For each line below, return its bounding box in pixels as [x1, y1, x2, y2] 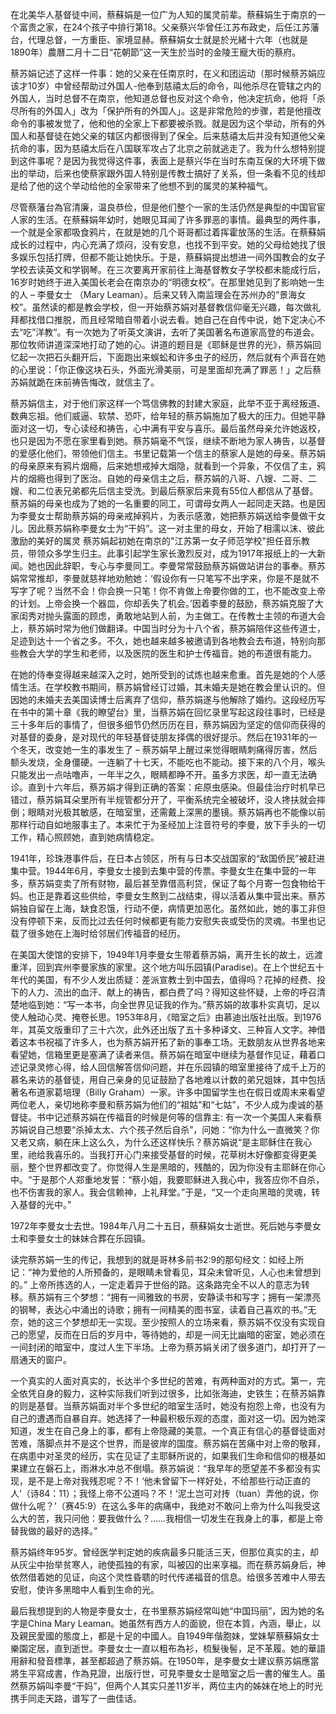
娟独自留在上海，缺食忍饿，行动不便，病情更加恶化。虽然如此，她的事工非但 [10, 903, 326, 914]
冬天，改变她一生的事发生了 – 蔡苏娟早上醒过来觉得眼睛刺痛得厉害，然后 [18, 744, 318, 755]
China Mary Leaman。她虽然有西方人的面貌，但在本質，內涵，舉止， [27, 1618, 313, 1629]
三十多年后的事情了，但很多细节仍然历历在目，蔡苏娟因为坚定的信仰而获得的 [10, 719, 326, 730]
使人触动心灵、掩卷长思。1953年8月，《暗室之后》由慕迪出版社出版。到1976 [10, 1011, 322, 1023]
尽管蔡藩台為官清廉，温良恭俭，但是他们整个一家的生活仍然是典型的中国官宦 [10, 201, 326, 213]
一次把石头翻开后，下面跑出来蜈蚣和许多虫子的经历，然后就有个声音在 [27, 351, 317, 363]
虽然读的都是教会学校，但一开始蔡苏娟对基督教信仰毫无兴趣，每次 [31, 301, 304, 313]
